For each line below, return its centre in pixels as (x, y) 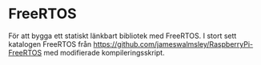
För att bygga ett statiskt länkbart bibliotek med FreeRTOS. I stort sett (122, 36)
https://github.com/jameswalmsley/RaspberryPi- (173, 44)
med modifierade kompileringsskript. (104, 52)
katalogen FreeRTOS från (50, 44)
